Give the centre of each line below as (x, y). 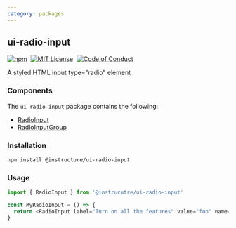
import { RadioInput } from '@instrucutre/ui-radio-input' (96, 193)
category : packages (36, 14)
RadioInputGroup (42, 127)
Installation (27, 145)
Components (30, 90)
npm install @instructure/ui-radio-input (69, 160)
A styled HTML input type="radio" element (69, 73)
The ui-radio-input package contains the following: (83, 106)
